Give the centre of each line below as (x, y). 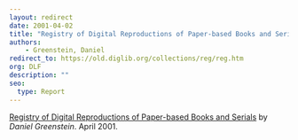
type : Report (41, 91)
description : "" (39, 75)
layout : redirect (41, 17)
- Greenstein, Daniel (65, 51)
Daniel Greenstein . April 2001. (63, 126)
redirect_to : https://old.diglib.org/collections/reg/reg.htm (126, 58)
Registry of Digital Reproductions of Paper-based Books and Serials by (138, 117)
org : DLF (25, 67)
